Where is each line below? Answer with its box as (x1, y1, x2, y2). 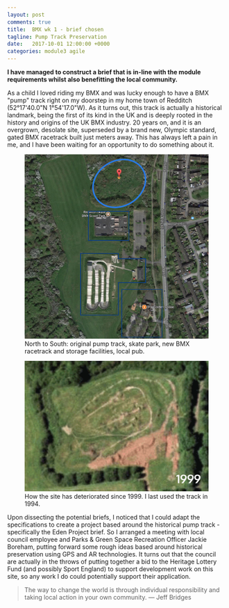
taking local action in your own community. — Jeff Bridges (24, 593, 192, 601)
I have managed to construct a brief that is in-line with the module (7, 68, 201, 76)
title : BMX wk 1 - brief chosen (7, 26, 104, 33)
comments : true (7, 18, 51, 26)
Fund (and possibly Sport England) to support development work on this (7, 564, 214, 573)
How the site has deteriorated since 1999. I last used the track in (24, 492, 208, 500)
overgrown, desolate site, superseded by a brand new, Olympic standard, (7, 126, 217, 134)
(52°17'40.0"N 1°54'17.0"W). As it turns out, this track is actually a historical (7, 104, 222, 111)
